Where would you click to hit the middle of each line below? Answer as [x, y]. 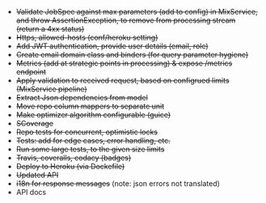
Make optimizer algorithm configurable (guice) [93, 115]
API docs [31, 192]
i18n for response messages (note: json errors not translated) [118, 184]
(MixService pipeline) [51, 89]
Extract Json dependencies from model [82, 97]
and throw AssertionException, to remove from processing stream [126, 20]
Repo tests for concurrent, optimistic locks [87, 132]
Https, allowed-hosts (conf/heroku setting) [87, 37]
